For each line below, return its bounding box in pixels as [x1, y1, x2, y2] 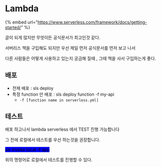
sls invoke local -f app [5, 146, 50, 152]
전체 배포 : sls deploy [12, 85, 54, 91]
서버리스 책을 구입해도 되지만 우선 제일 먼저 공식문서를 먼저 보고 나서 [5, 45, 136, 51]
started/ [5, 24, 21, 30]
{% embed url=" [5, 19, 38, 25]
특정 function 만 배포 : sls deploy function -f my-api [12, 91, 115, 97]
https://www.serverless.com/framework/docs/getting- [37, 19, 147, 25]
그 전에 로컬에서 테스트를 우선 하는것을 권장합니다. [5, 137, 101, 142]
